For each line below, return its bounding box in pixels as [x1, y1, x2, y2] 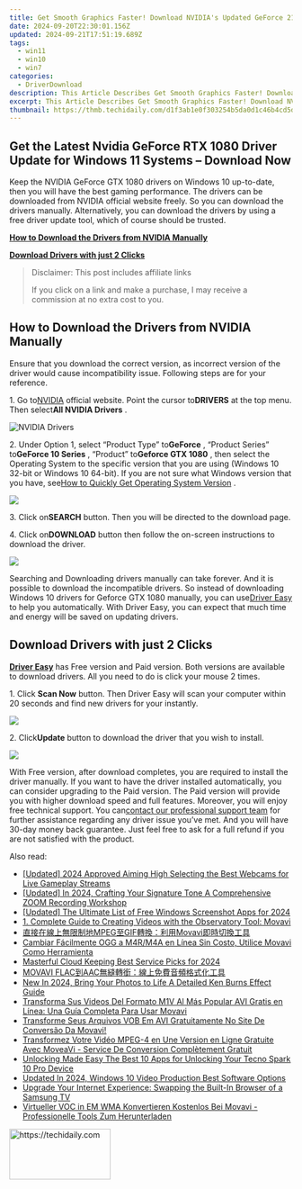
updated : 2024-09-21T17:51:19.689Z [9, 30, 143, 39]
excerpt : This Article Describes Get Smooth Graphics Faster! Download [9, 96, 283, 106]
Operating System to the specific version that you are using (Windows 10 [9, 458, 280, 469]
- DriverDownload [17, 80, 83, 89]
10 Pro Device [22, 1063, 74, 1074]
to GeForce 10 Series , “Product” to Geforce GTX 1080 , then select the [9, 448, 271, 459]
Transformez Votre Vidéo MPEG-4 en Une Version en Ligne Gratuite [22, 1034, 274, 1045]
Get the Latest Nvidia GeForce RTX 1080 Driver [9, 139, 278, 154]
